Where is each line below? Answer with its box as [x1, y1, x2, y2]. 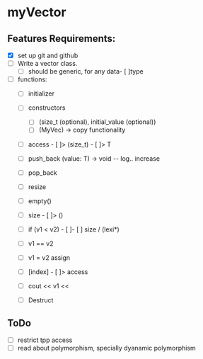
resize [28, 182, 47, 191]
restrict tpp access [17, 336, 73, 344]
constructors [28, 103, 66, 112]
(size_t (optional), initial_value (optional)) [38, 118, 156, 126]
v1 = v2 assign [28, 253, 71, 262]
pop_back [28, 168, 58, 177]
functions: [17, 75, 47, 84]
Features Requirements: [7, 33, 116, 45]
